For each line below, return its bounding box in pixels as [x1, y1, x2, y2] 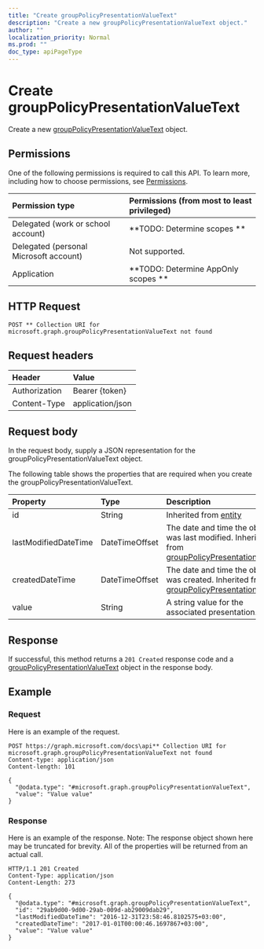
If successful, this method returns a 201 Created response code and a [8, 654, 234, 664]
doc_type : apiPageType [8, 48, 82, 56]
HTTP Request [8, 300, 81, 313]
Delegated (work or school [12, 218, 111, 229]
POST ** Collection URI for [8, 321, 101, 328]
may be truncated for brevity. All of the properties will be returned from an [8, 841, 248, 851]
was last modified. [166, 532, 233, 543]
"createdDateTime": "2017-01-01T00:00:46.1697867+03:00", [15, 920, 210, 928]
